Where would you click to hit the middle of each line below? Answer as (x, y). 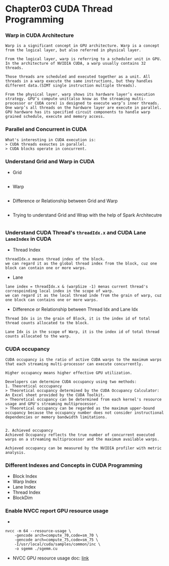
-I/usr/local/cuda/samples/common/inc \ (57, 544)
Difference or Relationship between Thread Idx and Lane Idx (75, 310)
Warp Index (25, 482)
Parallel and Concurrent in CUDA (46, 129)
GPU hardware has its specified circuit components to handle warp (78, 112)
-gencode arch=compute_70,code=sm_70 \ (56, 536)
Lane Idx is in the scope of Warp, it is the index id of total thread (82, 332)
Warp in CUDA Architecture (40, 35)
